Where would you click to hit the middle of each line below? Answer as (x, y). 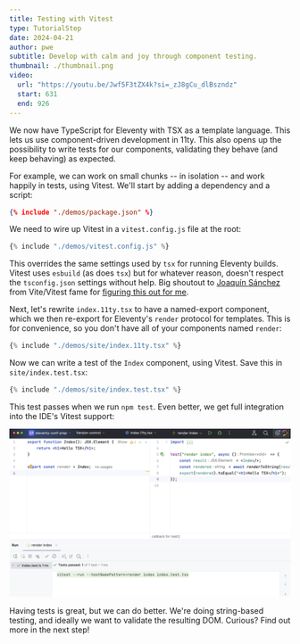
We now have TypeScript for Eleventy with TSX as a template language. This (150, 130)
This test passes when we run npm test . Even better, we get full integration (146, 407)
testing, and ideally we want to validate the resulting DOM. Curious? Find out (150, 621)
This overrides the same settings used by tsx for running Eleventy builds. (144, 264)
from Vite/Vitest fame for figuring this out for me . (99, 292)
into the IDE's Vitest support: (62, 416)
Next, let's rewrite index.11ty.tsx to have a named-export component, (139, 310)
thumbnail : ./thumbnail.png (62, 66)
